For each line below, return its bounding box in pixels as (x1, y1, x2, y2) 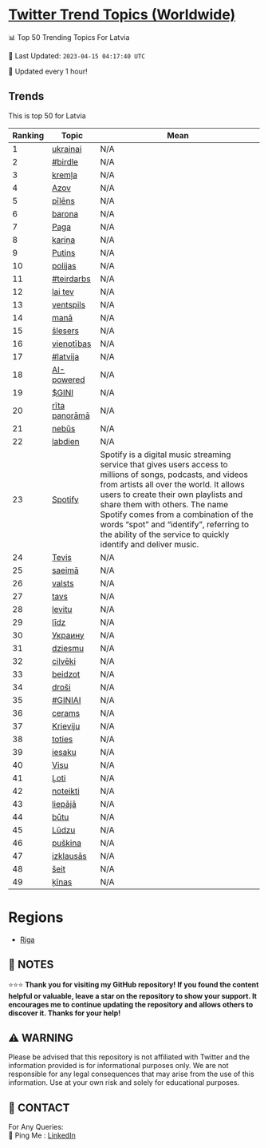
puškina (51, 837, 82, 848)
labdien (51, 435, 80, 447)
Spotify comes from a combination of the (100, 509, 254, 520)
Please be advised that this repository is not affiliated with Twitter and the (8, 1052, 250, 1062)
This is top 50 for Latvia (8, 110, 86, 121)
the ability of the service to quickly (100, 529, 230, 540)
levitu (51, 603, 73, 614)
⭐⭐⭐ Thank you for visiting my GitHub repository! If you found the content (8, 979, 259, 989)
